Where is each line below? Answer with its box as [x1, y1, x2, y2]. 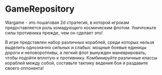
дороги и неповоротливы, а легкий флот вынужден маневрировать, [5, 50, 146, 56]
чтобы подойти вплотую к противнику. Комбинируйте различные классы [5, 55, 158, 60]
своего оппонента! [5, 65, 44, 71]
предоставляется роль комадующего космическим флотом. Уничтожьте [5, 24, 157, 30]
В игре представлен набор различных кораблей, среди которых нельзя [5, 39, 155, 45]
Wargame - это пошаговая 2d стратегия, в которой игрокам [5, 19, 129, 25]
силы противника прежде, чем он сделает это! [5, 30, 103, 36]
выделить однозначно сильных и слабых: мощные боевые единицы [5, 44, 147, 50]
